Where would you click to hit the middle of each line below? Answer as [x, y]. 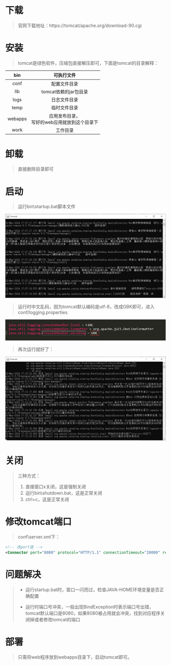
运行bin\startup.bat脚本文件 [47, 207]
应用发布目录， [65, 115]
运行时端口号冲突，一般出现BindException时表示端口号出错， [90, 606]
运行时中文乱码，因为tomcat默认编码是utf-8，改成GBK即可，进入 [86, 306]
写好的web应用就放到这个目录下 [65, 122]
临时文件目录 [65, 108]
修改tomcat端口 [38, 522]
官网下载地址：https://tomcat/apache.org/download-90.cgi [80, 25]
